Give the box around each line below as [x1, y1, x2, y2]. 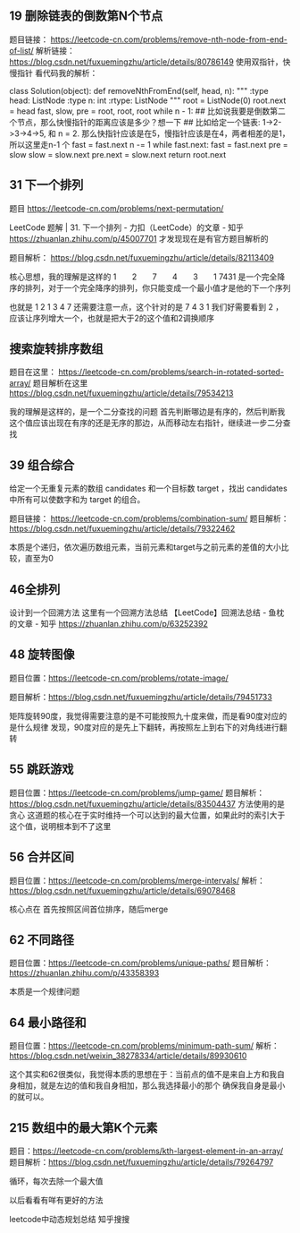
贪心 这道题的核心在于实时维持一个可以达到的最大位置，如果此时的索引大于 [9, 809, 286, 820]
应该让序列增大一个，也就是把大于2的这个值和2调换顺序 [9, 313, 215, 323]
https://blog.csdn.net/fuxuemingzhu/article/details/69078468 [9, 885, 236, 895]
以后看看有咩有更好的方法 [9, 1194, 104, 1205]
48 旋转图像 [9, 647, 75, 663]
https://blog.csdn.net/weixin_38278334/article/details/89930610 [9, 1050, 247, 1061]
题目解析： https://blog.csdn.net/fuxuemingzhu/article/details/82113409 [9, 252, 274, 262]
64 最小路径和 [9, 1015, 87, 1030]
